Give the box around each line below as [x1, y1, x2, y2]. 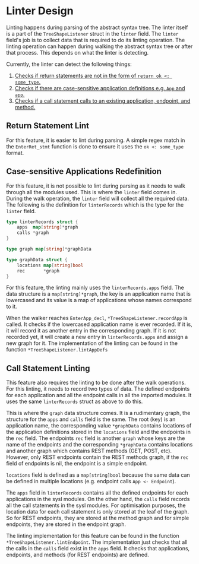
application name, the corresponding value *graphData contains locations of [6, 422, 192, 429]
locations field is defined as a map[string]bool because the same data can [6, 471, 190, 479]
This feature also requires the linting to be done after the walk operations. [6, 379, 186, 386]
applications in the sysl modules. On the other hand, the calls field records [6, 496, 190, 503]
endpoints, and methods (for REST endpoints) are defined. [6, 551, 150, 559]
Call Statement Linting [6, 363, 90, 373]
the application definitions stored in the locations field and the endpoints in [6, 429, 191, 436]
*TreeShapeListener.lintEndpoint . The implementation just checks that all [6, 538, 188, 546]
